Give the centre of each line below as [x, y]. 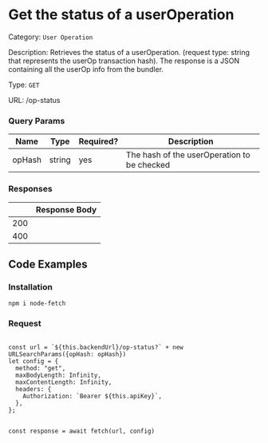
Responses [31, 189]
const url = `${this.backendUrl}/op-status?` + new [96, 347]
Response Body [66, 209]
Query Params [37, 121]
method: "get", [41, 368]
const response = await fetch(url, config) [82, 431]
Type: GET [24, 85]
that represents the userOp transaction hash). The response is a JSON [124, 61]
